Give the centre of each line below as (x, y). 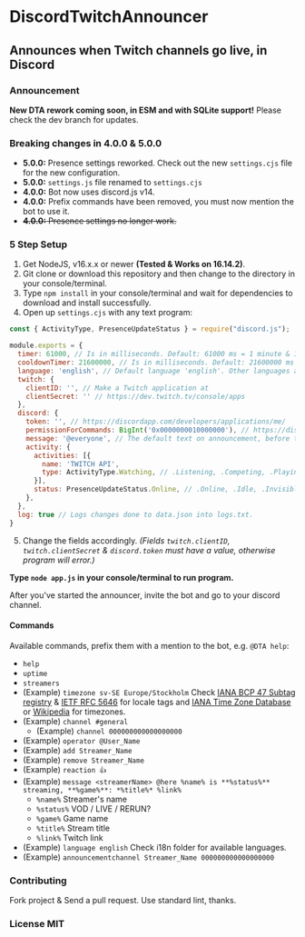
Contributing (38, 881)
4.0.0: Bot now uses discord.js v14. (89, 192)
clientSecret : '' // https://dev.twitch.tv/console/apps (136, 396)
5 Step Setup (39, 244)
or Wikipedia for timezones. (74, 712)
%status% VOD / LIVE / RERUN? (93, 808)
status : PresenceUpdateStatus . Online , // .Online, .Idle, (145, 489)
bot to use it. (46, 212)
